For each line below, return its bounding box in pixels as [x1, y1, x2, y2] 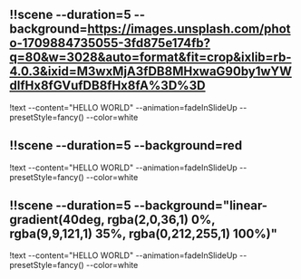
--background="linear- [133, 198, 268, 214]
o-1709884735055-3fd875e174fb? [9, 35, 211, 51]
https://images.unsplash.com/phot [87, 22, 291, 37]
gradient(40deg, [9, 212, 105, 227]
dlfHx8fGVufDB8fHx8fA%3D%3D [9, 78, 206, 93]
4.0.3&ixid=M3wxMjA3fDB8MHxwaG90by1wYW [9, 63, 292, 80]
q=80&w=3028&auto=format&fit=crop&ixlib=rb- [9, 50, 292, 65]
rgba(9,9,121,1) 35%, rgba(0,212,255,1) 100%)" [9, 226, 278, 242]
